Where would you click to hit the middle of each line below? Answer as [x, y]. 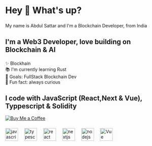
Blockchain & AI [30, 49]
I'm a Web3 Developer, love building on [68, 42]
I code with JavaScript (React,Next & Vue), [74, 98]
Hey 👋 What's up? [44, 10]
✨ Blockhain [18, 63]
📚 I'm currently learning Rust [36, 69]
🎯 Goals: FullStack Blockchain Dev [41, 77]
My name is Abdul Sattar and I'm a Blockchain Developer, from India [76, 26]
